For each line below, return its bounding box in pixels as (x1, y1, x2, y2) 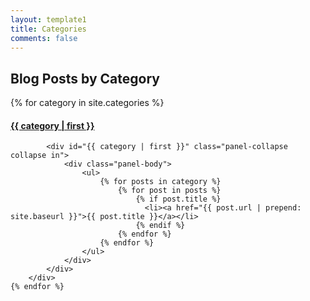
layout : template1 (10, 14, 87, 25)
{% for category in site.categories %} (10, 97, 165, 109)
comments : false (10, 33, 78, 43)
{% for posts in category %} (99, 177, 222, 187)
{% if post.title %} (135, 194, 222, 205)
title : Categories (10, 24, 87, 34)
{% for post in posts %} (117, 186, 222, 196)
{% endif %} (135, 221, 186, 231)
